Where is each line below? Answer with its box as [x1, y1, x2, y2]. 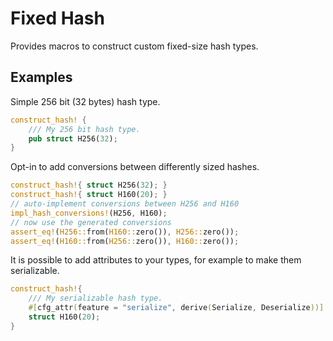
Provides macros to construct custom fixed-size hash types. [10, 40, 259, 52]
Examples [10, 69, 73, 86]
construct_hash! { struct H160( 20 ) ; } [10, 190, 168, 200]
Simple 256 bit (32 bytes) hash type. [10, 95, 161, 107]
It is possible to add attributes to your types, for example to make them [10, 254, 302, 266]
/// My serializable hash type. [28, 293, 163, 304]
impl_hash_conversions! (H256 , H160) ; [10, 208, 168, 218]
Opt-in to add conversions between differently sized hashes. [10, 161, 260, 173]
